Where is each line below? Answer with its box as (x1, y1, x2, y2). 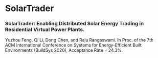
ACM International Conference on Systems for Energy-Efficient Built (5, 42, 142, 48)
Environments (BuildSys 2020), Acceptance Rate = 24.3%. (5, 47, 123, 53)
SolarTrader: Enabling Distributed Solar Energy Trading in (5, 20, 144, 27)
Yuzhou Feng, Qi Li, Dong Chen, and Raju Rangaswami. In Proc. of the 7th (5, 37, 154, 43)
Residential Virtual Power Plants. (5, 26, 85, 33)
